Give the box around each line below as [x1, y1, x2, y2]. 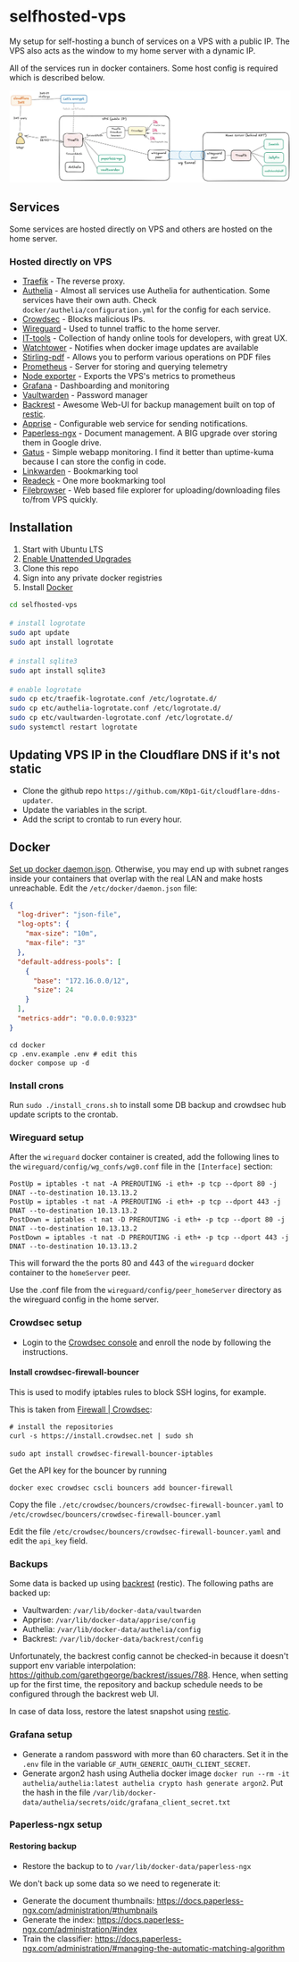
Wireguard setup [9, 1131, 85, 1144]
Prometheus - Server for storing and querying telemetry [21, 360, 228, 372]
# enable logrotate [9, 685, 82, 694]
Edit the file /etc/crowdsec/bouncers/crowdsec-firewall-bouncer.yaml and [9, 1526, 281, 1536]
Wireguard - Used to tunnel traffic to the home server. [21, 323, 220, 334]
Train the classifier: [21, 1933, 94, 1944]
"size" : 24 [32, 985, 74, 994]
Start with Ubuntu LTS [21, 544, 104, 554]
